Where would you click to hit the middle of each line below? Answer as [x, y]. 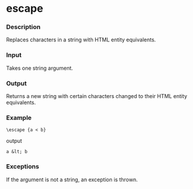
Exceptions [23, 167]
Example [19, 118]
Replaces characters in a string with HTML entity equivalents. [81, 40]
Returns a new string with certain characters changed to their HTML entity [97, 96]
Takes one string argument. [40, 68]
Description [23, 27]
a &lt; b [17, 152]
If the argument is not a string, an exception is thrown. [72, 180]
